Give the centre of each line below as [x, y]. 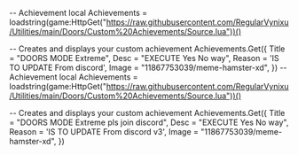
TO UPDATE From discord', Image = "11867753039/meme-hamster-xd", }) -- [148, 67]
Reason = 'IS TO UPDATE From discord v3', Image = [104, 132]
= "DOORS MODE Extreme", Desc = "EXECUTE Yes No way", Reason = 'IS [144, 58]
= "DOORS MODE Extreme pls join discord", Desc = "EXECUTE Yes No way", [149, 122]
